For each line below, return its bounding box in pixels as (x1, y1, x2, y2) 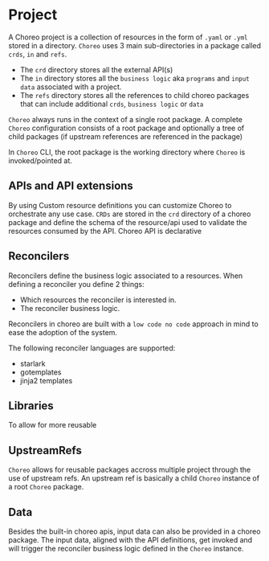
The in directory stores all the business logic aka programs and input (19, 73, 251, 83)
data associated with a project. (19, 82, 122, 92)
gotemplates (19, 367, 62, 377)
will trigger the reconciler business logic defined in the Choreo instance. (8, 544, 244, 553)
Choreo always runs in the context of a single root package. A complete (8, 114, 243, 124)
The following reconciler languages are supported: (8, 343, 176, 353)
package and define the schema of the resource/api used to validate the (8, 217, 247, 227)
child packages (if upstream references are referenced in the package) (8, 131, 243, 141)
